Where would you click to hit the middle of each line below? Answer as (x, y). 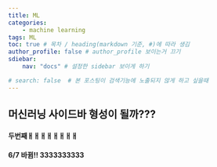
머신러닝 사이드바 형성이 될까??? (82, 114)
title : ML (24, 15)
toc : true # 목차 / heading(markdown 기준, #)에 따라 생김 (99, 45)
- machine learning (54, 30)
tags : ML (22, 37)
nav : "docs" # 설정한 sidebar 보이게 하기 (86, 67)
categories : (27, 23)
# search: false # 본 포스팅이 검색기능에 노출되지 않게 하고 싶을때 (108, 80)
